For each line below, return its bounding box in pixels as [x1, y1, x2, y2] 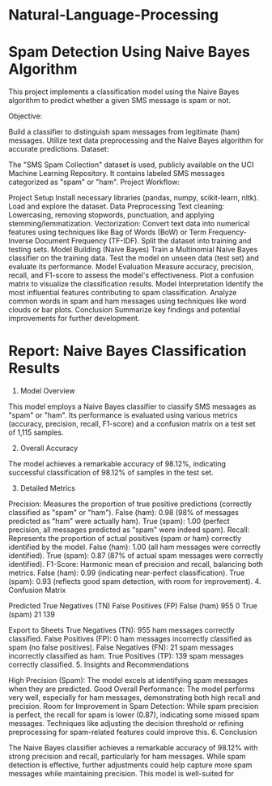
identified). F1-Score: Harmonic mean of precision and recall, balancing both [8, 560, 264, 569]
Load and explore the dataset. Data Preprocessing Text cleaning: [8, 201, 225, 212]
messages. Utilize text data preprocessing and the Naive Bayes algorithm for [8, 135, 264, 145]
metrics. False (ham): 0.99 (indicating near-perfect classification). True [8, 568, 245, 578]
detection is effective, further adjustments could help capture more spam [8, 760, 253, 770]
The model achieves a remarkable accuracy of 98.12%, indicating [8, 459, 227, 469]
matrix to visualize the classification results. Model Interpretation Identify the [8, 279, 264, 289]
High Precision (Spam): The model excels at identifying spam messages [8, 676, 249, 685]
